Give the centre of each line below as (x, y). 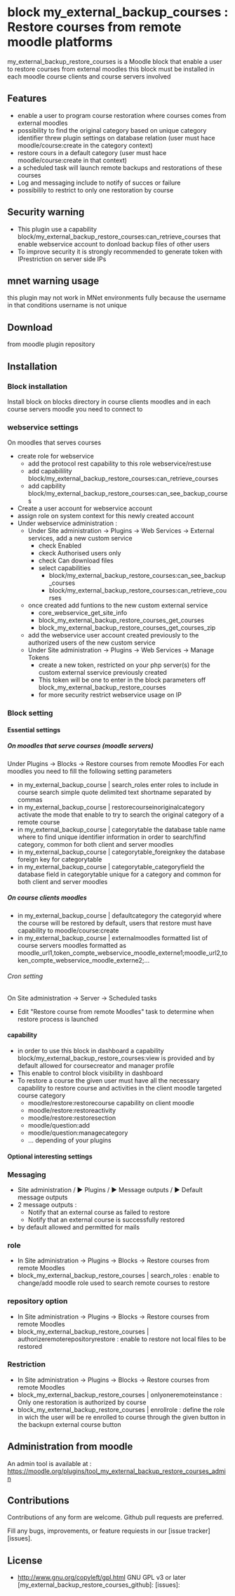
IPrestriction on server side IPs (62, 259)
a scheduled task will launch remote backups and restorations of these (120, 167)
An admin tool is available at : (49, 1463)
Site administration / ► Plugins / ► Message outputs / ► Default (110, 1189)
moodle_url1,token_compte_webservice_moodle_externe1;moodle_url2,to (122, 953)
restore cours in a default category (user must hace (92, 152)
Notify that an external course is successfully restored (106, 1220)
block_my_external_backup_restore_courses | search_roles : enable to (118, 1276)
